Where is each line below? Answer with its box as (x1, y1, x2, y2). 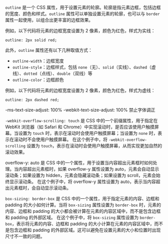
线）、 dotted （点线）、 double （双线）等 (12, 70, 93, 76)
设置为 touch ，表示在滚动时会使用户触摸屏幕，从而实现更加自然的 (27, 143, 162, 148)
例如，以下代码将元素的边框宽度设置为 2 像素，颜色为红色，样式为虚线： (5, 88, 155, 93)
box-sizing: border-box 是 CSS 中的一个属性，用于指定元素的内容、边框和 (5, 196, 159, 201)
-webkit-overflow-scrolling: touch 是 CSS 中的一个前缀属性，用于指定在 (5, 118, 158, 123)
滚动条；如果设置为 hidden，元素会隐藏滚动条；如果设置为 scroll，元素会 (5, 173, 156, 178)
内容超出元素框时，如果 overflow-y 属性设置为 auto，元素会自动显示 (18, 166, 159, 172)
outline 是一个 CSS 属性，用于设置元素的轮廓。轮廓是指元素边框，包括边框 (5, 5, 161, 10)
